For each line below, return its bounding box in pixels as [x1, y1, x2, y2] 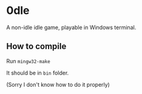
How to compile [6, 41, 67, 52]
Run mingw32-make [6, 57, 50, 64]
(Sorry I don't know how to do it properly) [6, 81, 110, 88]
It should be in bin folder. [6, 69, 69, 76]
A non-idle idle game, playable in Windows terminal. [6, 24, 137, 31]
